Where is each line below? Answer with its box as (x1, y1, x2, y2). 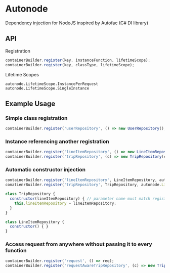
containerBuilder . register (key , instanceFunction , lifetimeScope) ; (5, 58, 151, 63)
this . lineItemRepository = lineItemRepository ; (14, 201, 116, 206)
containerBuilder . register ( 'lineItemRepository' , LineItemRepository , (5, 177, 157, 183)
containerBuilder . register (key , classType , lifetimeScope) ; (5, 62, 135, 67)
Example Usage (5, 99, 56, 108)
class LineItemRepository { (5, 219, 65, 224)
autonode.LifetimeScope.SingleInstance (5, 85, 90, 91)
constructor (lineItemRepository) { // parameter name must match (10, 196, 151, 201)
